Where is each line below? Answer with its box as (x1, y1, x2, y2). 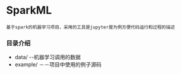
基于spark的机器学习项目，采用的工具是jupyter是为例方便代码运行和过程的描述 (6, 24, 175, 30)
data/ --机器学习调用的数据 (14, 54, 81, 61)
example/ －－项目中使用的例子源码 (14, 61, 102, 68)
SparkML (6, 4, 52, 17)
